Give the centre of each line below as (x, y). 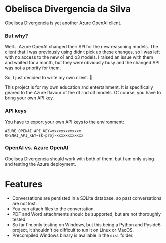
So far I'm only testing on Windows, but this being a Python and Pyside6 (86, 224)
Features (24, 184)
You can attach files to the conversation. (54, 209)
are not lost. (25, 203)
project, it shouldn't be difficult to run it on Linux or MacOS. (73, 230)
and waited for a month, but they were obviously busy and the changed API (82, 63)
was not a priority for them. (33, 68)
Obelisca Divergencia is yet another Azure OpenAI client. (63, 23)
